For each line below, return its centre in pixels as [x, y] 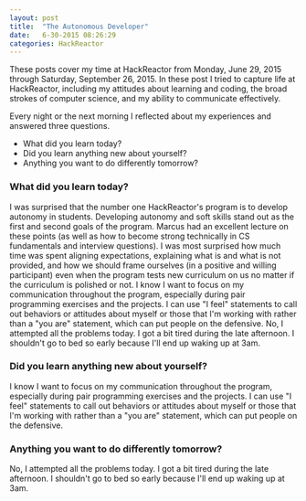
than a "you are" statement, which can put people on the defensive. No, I [147, 323]
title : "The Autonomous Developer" [79, 27]
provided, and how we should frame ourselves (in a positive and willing [143, 265]
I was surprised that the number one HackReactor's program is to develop [149, 207]
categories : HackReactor [57, 43]
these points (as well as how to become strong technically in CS [130, 236]
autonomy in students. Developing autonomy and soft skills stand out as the [152, 217]
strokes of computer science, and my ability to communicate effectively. [145, 99]
